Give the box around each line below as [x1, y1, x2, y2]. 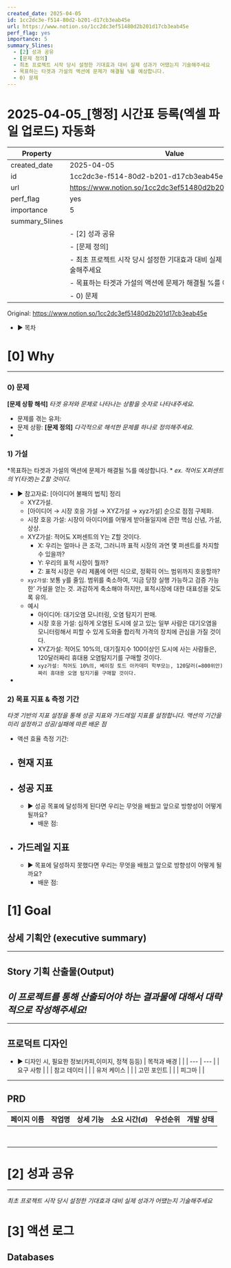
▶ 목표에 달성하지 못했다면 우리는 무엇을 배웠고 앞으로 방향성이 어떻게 [27, 861, 215, 870]
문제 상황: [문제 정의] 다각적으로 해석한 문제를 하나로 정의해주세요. [16, 422, 194, 431]
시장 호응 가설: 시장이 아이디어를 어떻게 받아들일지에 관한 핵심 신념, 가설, [27, 515, 222, 523]
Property [21, 149, 52, 159]
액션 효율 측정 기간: [16, 734, 69, 743]
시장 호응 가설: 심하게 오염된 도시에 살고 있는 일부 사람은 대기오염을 [37, 618, 218, 627]
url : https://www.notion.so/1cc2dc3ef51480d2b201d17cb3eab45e [7, 23, 189, 30]
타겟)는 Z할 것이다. [20, 474, 71, 483]
